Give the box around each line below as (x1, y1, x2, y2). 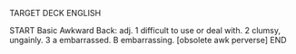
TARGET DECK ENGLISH (9, 8, 102, 18)
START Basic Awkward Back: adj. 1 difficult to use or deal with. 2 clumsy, (9, 25, 281, 35)
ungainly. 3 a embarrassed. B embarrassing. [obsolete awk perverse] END (9, 35, 288, 45)
